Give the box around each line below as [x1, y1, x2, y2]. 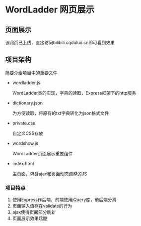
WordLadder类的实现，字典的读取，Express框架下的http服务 [12, 90, 137, 96]
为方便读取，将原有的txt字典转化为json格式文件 [12, 110, 109, 116]
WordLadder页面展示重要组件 [12, 150, 73, 156]
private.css [12, 120, 36, 126]
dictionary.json [12, 100, 43, 106]
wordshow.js [12, 140, 39, 146]
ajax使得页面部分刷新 [12, 209, 56, 215]
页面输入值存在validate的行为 [12, 203, 72, 209]
